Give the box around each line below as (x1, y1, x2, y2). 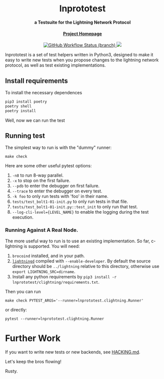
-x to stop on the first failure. (12, 178, 71, 184)
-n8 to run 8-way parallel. (12, 172, 64, 178)
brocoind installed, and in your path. (12, 253, 85, 259)
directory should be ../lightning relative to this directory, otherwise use (12, 263, 160, 269)
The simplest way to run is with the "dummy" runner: (5, 145, 112, 151)
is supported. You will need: (24, 243, 80, 249)
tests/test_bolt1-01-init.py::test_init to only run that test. (12, 204, 138, 210)
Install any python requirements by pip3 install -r (12, 273, 117, 279)
